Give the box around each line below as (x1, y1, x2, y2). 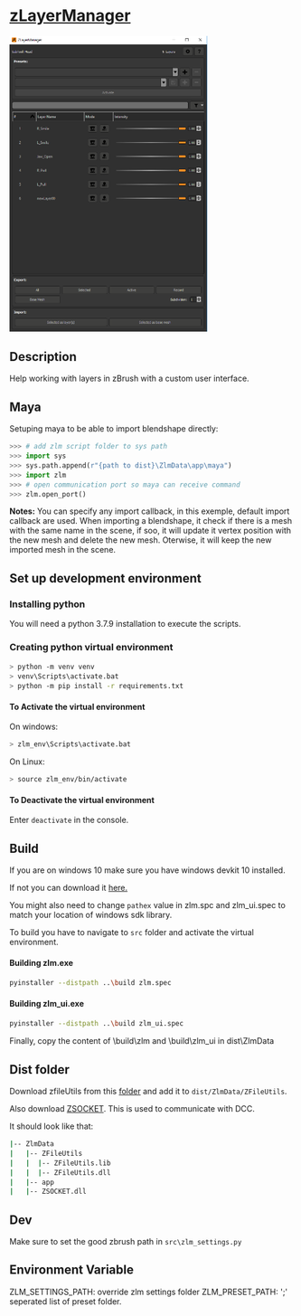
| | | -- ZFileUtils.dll (9, 1168, 111, 1177)
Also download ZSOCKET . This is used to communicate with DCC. (9, 1103, 256, 1114)
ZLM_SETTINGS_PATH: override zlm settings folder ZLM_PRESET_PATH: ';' (9, 1286, 288, 1297)
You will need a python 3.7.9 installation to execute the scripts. (9, 619, 241, 630)
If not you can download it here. (9, 883, 128, 894)
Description (9, 349, 77, 365)
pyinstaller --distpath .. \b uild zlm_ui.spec (9, 1019, 183, 1028)
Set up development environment (9, 571, 202, 586)
